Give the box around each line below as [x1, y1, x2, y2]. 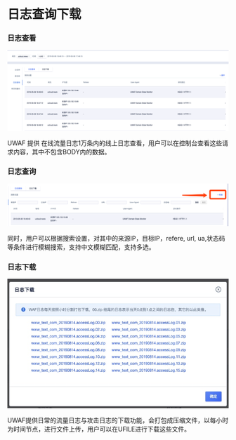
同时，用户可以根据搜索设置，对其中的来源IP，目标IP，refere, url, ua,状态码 [7, 234, 226, 242]
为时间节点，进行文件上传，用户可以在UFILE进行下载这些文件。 [7, 425, 191, 434]
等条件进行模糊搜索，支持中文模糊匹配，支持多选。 [7, 243, 155, 251]
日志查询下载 [7, 6, 82, 22]
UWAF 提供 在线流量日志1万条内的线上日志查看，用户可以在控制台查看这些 [7, 138, 223, 147]
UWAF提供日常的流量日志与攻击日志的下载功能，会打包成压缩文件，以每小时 [7, 416, 229, 425]
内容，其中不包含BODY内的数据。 [13, 147, 111, 156]
